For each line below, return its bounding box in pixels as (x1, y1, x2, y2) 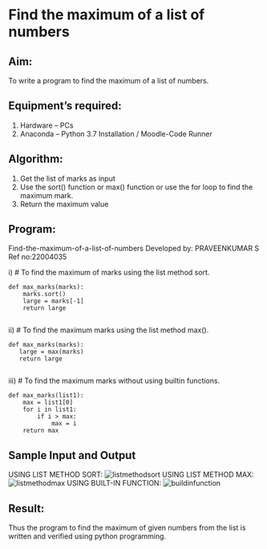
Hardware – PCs (19, 120, 74, 130)
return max (22, 427, 59, 435)
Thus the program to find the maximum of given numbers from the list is (8, 523, 246, 533)
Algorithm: (8, 152, 63, 166)
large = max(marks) (18, 348, 84, 356)
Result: (8, 502, 45, 515)
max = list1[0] (22, 399, 74, 407)
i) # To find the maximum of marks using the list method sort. (8, 267, 210, 278)
